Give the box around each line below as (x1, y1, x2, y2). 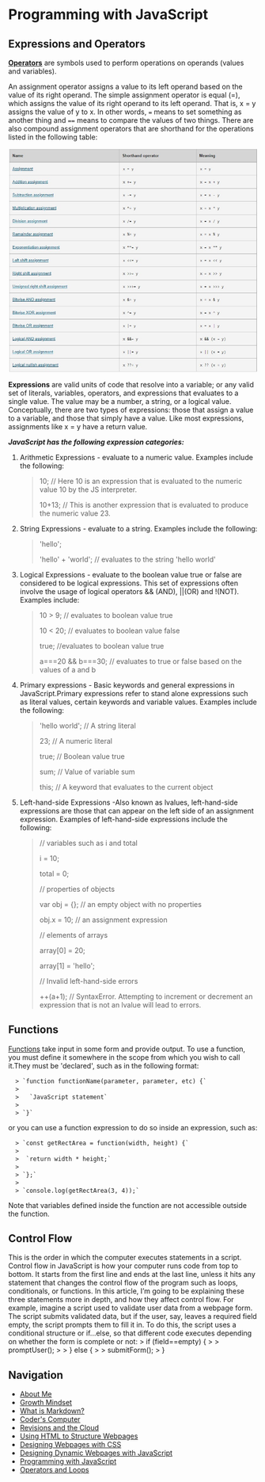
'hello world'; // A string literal (39, 721, 136, 730)
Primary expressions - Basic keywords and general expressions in (19, 680, 235, 690)
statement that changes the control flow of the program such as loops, (8, 1278, 239, 1288)
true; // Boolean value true (39, 751, 125, 761)
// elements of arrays (39, 930, 108, 939)
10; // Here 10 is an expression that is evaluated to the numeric (39, 476, 243, 486)
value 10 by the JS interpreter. (39, 485, 138, 494)
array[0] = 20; (39, 945, 85, 955)
